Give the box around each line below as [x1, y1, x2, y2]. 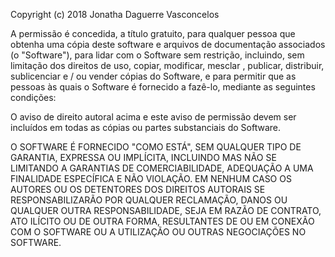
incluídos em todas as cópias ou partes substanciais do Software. [10, 122, 282, 133]
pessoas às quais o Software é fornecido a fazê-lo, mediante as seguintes [10, 81, 316, 93]
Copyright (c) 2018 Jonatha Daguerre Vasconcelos [10, 9, 220, 20]
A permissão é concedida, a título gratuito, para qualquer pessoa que [10, 28, 296, 39]
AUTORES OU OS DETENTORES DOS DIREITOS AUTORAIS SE [10, 184, 266, 195]
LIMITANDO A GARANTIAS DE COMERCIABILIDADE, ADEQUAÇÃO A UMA [10, 162, 314, 174]
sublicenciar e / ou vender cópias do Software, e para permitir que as [10, 70, 297, 82]
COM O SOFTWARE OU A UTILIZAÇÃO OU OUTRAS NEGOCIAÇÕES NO [10, 226, 307, 238]
